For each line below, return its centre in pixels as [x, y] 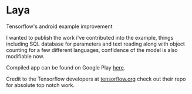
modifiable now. [25, 56]
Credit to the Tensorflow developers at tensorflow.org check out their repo [96, 79]
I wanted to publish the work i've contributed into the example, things [90, 37]
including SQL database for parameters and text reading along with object [95, 44]
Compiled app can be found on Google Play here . [66, 67]
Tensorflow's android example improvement [59, 26]
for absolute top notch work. [41, 85]
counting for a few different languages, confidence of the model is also [92, 50]
